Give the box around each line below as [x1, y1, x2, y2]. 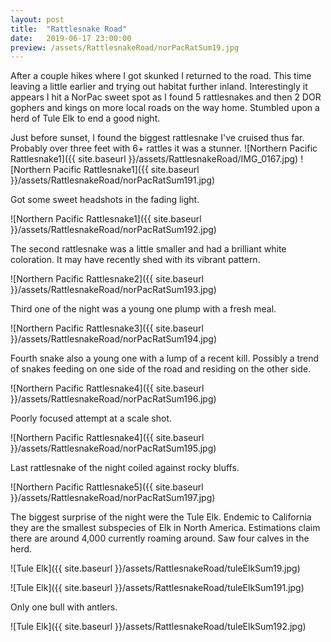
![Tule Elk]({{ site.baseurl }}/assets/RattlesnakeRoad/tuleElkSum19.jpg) [10, 562, 301, 575]
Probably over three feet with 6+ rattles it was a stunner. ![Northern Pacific [10, 142, 318, 155]
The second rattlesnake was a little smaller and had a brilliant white [10, 243, 287, 255]
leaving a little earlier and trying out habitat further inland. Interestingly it [10, 81, 308, 93]
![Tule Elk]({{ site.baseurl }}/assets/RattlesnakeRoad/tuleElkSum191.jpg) [10, 582, 305, 594]
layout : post [10, 14, 65, 25]
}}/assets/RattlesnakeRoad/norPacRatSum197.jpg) [10, 492, 216, 504]
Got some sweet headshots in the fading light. [10, 194, 200, 206]
